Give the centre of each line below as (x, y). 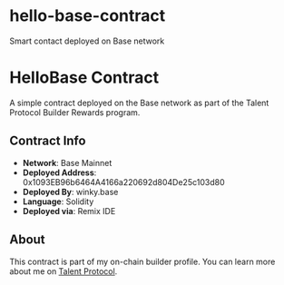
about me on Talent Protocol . (64, 271)
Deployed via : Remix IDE (69, 211)
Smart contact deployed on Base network (87, 41)
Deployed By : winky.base (70, 192)
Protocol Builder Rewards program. (75, 112)
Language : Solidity (58, 201)
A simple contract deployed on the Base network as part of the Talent (139, 103)
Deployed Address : (59, 172)
